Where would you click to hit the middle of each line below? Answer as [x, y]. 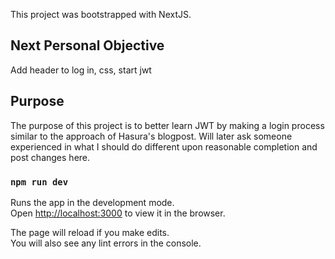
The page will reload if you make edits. [90, 232]
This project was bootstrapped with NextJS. [101, 14]
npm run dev [39, 182]
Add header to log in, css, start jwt [81, 70]
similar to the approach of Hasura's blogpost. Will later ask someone [151, 136]
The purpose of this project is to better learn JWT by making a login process [167, 125]
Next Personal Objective [87, 45]
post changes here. [50, 157]
